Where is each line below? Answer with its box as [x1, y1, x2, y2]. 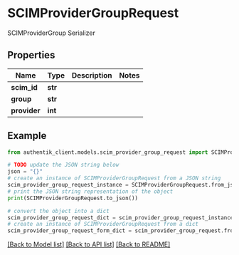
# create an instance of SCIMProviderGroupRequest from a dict [7, 221, 199, 228]
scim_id [11, 82, 38, 92]
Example [7, 130, 47, 142]
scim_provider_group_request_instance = [7, 182, 129, 189]
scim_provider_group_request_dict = [7, 214, 116, 222]
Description [71, 70, 112, 80]
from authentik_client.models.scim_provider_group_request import [7, 148, 208, 156]
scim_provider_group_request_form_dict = [7, 227, 132, 234]
